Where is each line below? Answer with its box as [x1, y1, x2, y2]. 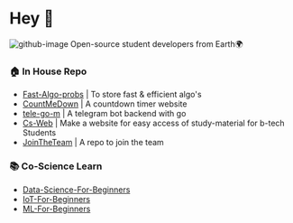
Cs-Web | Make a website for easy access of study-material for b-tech [22, 117, 286, 129]
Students [22, 127, 57, 138]
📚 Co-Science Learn [9, 160, 103, 172]
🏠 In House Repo [9, 65, 87, 78]
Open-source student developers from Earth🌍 [70, 38, 243, 49]
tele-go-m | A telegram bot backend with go [22, 108, 187, 119]
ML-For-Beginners [22, 203, 91, 214]
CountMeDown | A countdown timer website [22, 98, 188, 109]
